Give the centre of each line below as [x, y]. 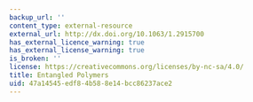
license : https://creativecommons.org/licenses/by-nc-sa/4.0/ [126, 67]
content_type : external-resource [71, 26]
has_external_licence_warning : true [77, 42]
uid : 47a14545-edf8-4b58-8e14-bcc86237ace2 [91, 83]
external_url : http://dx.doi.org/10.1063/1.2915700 [107, 34]
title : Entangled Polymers [59, 75]
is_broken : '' [36, 59]
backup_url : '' [37, 17]
